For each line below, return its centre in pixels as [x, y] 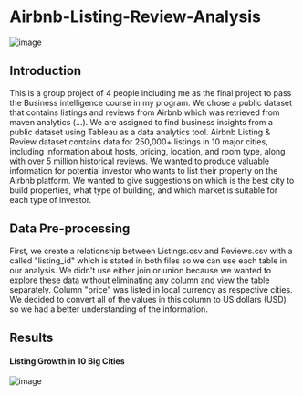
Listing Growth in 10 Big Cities [67, 361]
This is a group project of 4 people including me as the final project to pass [151, 92]
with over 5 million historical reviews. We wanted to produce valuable [140, 161]
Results [31, 337]
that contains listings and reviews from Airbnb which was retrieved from [145, 112]
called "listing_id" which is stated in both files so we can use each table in [148, 260]
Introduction [46, 71]
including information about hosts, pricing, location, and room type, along [147, 151]
